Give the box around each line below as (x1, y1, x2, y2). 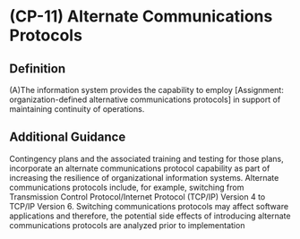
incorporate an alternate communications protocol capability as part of (9, 163, 270, 174)
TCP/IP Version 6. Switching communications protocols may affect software (9, 201, 289, 211)
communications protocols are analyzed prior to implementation (9, 219, 245, 230)
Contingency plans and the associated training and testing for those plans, (9, 153, 284, 164)
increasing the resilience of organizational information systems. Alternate (9, 172, 279, 183)
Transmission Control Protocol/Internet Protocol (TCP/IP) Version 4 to (9, 191, 266, 202)
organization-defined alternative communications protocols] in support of (9, 94, 281, 105)
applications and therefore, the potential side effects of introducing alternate (9, 210, 291, 221)
